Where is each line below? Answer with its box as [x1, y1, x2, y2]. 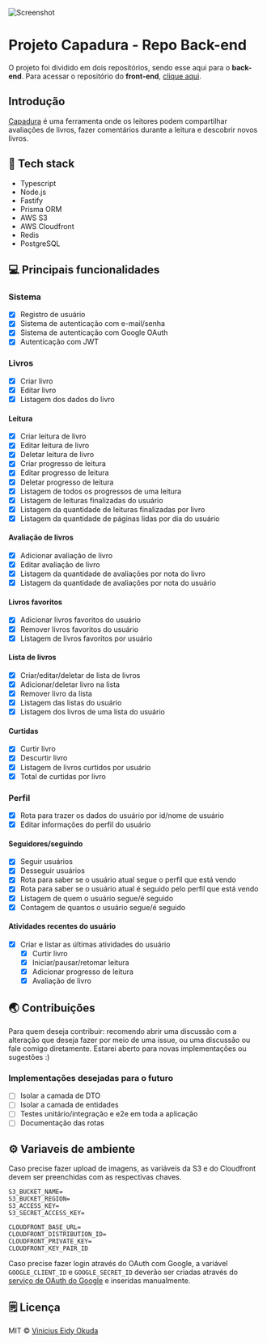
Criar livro [19, 376, 53, 386]
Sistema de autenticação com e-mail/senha [19, 319, 166, 328]
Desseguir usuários [19, 866, 85, 875]
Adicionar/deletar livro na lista [19, 680, 120, 689]
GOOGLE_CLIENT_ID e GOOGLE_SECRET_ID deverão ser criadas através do [8, 1267, 239, 1277]
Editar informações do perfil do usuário [19, 820, 151, 829]
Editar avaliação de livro [19, 560, 100, 570]
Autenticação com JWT [19, 337, 100, 347]
